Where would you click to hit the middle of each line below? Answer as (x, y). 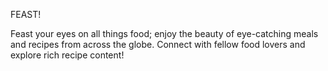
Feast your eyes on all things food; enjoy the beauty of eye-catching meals (164, 33)
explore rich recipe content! (67, 55)
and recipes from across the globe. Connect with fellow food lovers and (158, 44)
